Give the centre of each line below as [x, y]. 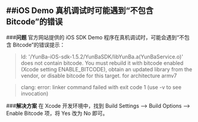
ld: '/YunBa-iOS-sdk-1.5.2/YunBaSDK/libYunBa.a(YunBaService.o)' [102, 57]
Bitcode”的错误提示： [39, 45]
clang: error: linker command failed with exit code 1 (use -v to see [101, 87]
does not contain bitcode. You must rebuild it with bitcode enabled [102, 63]
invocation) [34, 93]
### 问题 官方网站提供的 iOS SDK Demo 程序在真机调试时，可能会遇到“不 [95, 37]
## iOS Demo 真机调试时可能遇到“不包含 [80, 11]
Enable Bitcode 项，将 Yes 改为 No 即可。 [57, 113]
